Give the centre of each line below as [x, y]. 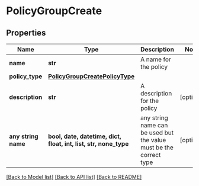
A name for [156, 59]
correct [150, 155]
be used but [157, 133]
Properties [26, 33]
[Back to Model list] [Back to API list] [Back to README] [74, 177]
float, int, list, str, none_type [89, 144]
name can [154, 125]
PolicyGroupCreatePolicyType [92, 76]
